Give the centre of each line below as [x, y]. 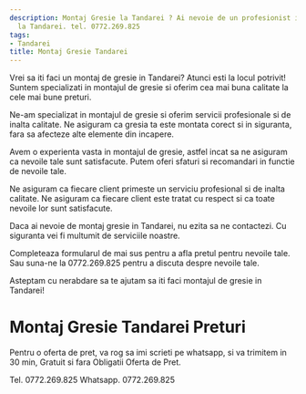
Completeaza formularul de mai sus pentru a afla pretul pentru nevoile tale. [150, 254]
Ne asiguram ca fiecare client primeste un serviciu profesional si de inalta [147, 189]
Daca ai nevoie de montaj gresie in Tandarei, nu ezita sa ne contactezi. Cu [148, 226]
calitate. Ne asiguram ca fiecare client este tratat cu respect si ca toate [142, 199]
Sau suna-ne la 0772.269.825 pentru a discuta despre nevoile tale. [134, 263]
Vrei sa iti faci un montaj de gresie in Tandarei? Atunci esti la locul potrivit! [148, 78]
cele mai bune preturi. [51, 98]
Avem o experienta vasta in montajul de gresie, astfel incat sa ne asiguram [149, 152]
